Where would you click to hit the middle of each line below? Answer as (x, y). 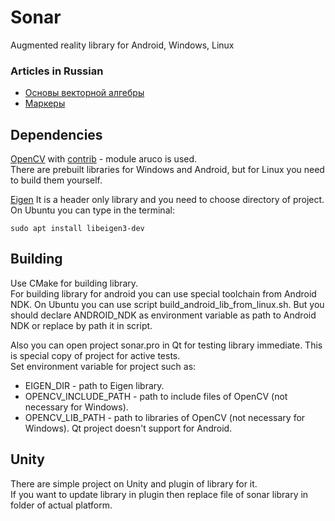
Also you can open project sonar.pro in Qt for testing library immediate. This (166, 345)
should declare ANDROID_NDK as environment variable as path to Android (163, 315)
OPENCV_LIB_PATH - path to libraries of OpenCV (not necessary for (165, 417)
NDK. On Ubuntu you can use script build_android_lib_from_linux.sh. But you (167, 304)
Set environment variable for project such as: (103, 366)
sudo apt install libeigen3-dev (77, 229)
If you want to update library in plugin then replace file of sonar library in (159, 494)
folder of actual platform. (61, 505)
